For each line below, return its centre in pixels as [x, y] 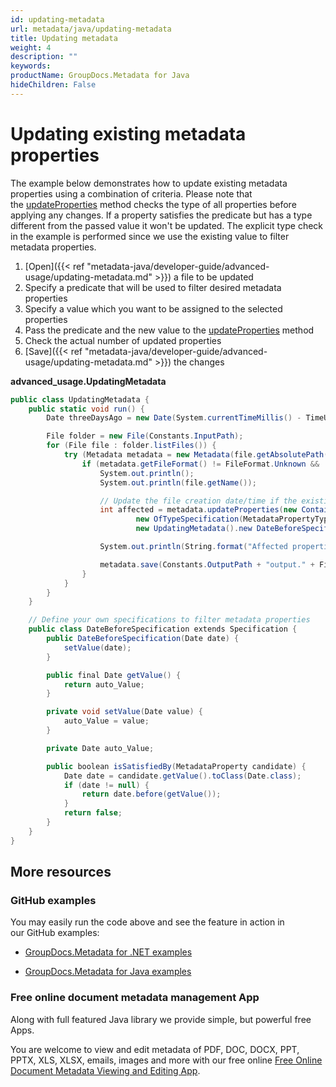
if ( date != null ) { [106, 785]
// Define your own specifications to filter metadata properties [169, 620]
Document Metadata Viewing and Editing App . [105, 1070]
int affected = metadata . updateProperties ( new [198, 510]
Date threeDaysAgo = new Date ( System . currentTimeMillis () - [174, 418]
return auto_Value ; [104, 684]
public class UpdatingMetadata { [80, 399]
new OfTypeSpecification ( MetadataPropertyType [234, 519]
